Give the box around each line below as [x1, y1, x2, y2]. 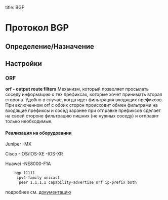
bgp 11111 [14, 171, 35, 176]
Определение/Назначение [5, 42, 95, 51]
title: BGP [5, 5, 25, 10]
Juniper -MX [5, 141, 32, 147]
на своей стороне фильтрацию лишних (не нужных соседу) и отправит [5, 113, 159, 119]
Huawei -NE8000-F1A [5, 161, 51, 167]
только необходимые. [5, 118, 53, 125]
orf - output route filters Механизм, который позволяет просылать [5, 86, 149, 92]
